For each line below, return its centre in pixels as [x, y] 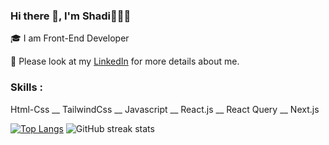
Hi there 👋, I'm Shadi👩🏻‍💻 [71, 16]
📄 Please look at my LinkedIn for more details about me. [125, 61]
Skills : [27, 87]
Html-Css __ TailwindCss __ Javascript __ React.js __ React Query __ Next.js [165, 109]
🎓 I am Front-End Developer [70, 38]
